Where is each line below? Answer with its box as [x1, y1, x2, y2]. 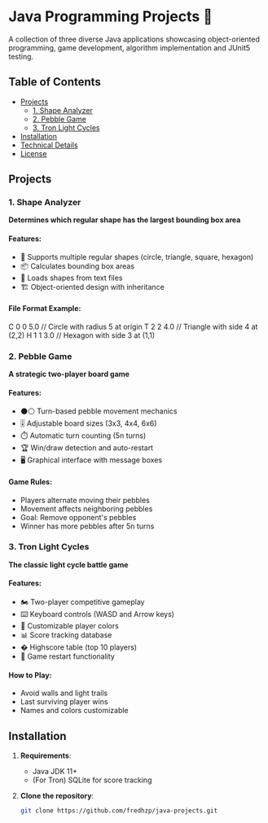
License [20, 148, 47, 158]
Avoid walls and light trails [20, 688, 108, 698]
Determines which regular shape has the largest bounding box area [8, 215, 241, 225]
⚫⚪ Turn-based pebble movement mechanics [20, 406, 178, 416]
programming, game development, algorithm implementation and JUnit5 [8, 42, 251, 52]
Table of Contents [8, 75, 102, 89]
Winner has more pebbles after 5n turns [20, 521, 155, 531]
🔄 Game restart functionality [20, 651, 116, 662]
